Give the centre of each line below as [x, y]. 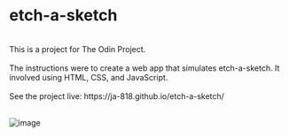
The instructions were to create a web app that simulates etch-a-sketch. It [144, 68]
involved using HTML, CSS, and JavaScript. [89, 77]
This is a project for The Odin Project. [78, 49]
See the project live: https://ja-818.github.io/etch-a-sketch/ [117, 96]
